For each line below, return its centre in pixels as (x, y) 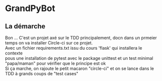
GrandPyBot (30, 8)
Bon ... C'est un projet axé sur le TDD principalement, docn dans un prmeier (81, 38)
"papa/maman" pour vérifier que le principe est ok (55, 63)
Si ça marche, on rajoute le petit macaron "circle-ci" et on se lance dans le (80, 68)
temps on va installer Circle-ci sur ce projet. (49, 43)
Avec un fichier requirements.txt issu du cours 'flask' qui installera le (74, 48)
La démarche (25, 26)
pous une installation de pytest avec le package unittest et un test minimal (79, 58)
